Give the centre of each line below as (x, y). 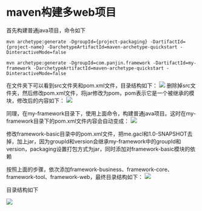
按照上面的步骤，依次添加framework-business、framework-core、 (89, 169)
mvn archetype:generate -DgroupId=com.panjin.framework (78, 63)
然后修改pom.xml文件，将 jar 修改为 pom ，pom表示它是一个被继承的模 (108, 93)
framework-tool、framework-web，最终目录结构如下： (75, 177)
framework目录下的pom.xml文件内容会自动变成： (68, 121)
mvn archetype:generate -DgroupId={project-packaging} (77, 42)
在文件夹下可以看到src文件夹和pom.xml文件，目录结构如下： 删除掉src (99, 85)
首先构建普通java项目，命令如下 (46, 30)
